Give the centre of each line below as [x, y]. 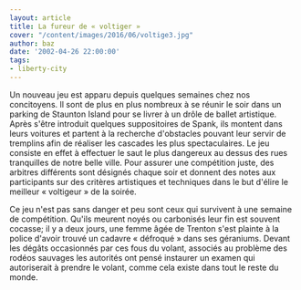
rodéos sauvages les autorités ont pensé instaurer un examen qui [132, 257]
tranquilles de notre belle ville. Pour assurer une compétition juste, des [142, 162]
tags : [20, 60]
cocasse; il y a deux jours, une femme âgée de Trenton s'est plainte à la [144, 228]
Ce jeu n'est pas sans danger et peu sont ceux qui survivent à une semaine [151, 209]
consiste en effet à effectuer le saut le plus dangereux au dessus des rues [149, 152]
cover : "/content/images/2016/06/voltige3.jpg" [102, 35]
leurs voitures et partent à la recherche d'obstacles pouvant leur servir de [148, 133]
